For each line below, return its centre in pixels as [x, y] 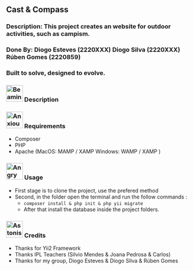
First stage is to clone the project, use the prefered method [86, 190]
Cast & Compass [37, 10]
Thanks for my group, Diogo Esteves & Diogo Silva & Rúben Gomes [96, 261]
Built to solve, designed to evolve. [56, 73]
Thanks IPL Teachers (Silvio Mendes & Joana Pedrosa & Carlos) [93, 254]
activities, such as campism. [48, 34]
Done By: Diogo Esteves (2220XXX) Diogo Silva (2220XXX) [93, 50]
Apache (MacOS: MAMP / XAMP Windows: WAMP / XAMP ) [88, 152]
